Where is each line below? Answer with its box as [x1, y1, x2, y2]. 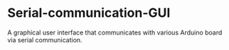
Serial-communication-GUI [7, 5, 171, 21]
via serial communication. [7, 35, 83, 44]
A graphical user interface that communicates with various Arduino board [7, 28, 223, 37]
